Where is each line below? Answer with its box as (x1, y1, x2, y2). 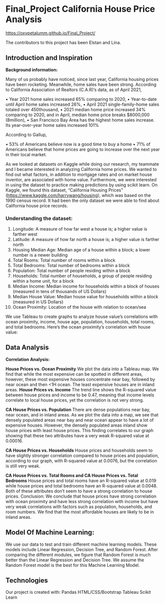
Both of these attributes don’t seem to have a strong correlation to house (5, 488, 152, 494)
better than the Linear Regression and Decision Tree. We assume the (5, 557, 144, 563)
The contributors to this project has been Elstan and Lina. (5, 39, 121, 45)
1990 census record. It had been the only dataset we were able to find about (5, 197, 160, 203)
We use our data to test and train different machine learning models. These (5, 541, 157, 547)
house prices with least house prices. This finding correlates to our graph (5, 427, 154, 433)
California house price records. (5, 202, 68, 209)
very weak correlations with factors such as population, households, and (5, 504, 152, 509)
